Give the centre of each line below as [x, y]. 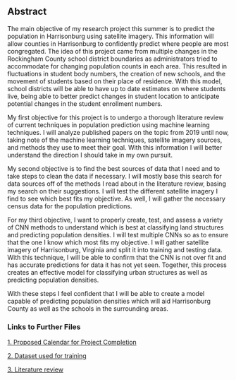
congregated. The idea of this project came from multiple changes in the [113, 51]
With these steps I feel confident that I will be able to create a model [106, 293]
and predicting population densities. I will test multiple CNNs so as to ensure [118, 234]
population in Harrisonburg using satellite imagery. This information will [111, 36]
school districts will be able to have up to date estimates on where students [117, 88]
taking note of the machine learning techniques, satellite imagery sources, [115, 140]
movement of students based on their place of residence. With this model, [115, 81]
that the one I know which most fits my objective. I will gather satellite [108, 242]
